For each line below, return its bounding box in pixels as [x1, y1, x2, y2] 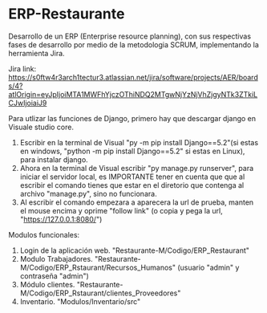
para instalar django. [19, 154, 88, 165]
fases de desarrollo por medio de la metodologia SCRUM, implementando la [8, 39, 259, 49]
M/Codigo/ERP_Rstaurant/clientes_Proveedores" [19, 288, 181, 298]
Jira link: [8, 63, 37, 73]
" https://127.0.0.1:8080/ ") [19, 214, 103, 224]
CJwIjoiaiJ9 [8, 98, 47, 108]
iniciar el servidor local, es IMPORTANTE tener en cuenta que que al [19, 172, 245, 181]
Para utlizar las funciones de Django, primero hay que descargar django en [8, 113, 257, 123]
